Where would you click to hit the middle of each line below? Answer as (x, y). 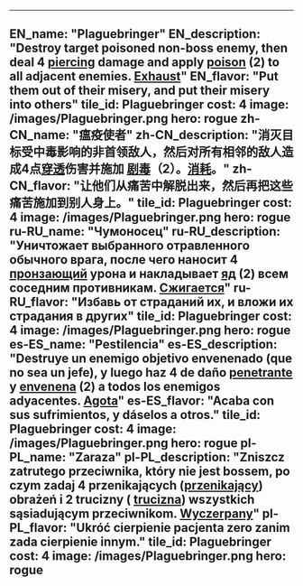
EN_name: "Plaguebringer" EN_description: (135, 34)
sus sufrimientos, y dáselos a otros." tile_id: (135, 415)
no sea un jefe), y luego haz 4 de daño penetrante (151, 372)
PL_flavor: (38, 528)
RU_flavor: (39, 302)
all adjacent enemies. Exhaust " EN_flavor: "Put (144, 76)
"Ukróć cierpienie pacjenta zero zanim (179, 528)
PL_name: (38, 457)
